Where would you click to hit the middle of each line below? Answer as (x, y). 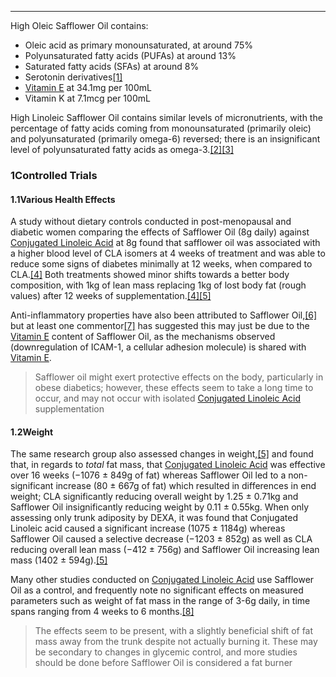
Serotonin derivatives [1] (73, 77)
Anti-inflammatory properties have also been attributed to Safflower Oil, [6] (164, 315)
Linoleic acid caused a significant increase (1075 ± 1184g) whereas (148, 528)
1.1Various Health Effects (63, 199)
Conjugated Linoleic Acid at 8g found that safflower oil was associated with (165, 243)
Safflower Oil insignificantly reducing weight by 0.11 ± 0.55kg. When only (160, 507)
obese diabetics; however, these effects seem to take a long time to (174, 388)
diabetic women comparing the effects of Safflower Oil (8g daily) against (160, 232)
